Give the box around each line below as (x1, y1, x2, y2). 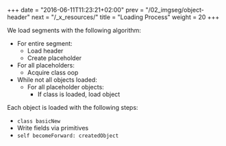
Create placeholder (27, 54, 82, 62)
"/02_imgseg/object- (145, 6, 204, 14)
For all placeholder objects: (27, 83, 104, 91)
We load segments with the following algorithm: (7, 27, 142, 34)
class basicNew (16, 118, 61, 125)
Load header (27, 47, 64, 55)
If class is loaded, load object (37, 90, 121, 98)
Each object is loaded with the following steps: (7, 104, 138, 111)
